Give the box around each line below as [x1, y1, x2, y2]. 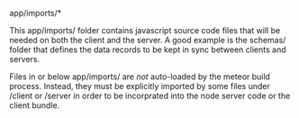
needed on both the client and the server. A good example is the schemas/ [9, 35, 286, 45]
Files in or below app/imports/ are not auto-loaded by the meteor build [9, 71, 270, 82]
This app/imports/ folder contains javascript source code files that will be [9, 25, 281, 35]
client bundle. [9, 100, 60, 111]
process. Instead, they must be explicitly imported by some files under [9, 81, 270, 91]
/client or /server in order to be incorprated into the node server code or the [9, 90, 291, 101]
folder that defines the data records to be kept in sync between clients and [9, 44, 286, 55]
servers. [9, 54, 41, 64]
